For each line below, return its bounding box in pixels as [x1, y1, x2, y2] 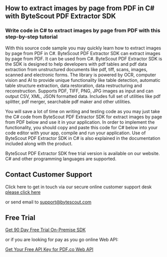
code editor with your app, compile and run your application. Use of [5, 130, 146, 136]
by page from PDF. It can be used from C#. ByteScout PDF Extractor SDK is [5, 56, 162, 62]
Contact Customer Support [5, 170, 92, 179]
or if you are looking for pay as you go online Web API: [5, 237, 119, 243]
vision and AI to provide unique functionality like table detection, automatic [5, 77, 160, 83]
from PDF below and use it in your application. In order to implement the [5, 119, 155, 125]
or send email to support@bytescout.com [5, 199, 92, 205]
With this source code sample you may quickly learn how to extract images [5, 45, 161, 51]
